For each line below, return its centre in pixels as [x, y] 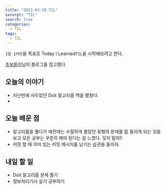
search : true [19, 19]
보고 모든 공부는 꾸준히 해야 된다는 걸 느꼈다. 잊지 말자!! [67, 138]
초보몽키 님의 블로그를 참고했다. [36, 64]
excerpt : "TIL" [21, 15]
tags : [11, 34]
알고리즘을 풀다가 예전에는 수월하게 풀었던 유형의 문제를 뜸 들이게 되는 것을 [87, 131]
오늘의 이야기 [25, 82]
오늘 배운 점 [22, 118]
